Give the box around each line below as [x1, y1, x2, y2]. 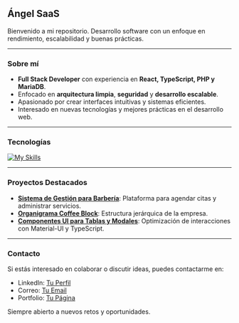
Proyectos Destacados [7, 178, 87, 188]
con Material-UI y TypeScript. [17, 224, 105, 233]
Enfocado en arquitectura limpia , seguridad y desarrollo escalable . [17, 90, 219, 99]
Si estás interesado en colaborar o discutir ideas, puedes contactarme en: [7, 265, 224, 273]
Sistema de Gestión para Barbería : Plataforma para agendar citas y [17, 194, 217, 202]
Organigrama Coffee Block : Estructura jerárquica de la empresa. [17, 208, 208, 218]
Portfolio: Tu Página [17, 294, 76, 302]
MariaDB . [17, 83, 46, 91]
